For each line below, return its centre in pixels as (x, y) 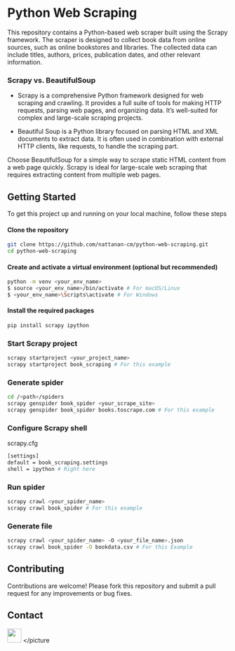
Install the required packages (51, 310)
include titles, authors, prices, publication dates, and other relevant (104, 55)
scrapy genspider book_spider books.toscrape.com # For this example (111, 410)
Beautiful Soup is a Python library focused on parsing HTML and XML (118, 132)
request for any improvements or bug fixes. (70, 593)
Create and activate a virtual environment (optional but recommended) (113, 267)
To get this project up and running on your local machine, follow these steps (117, 214)
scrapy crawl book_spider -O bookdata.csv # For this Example (100, 547)
